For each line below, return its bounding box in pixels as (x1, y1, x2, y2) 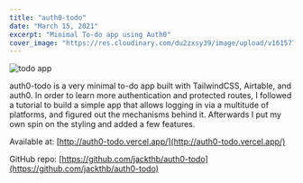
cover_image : (9, 38, 59, 48)
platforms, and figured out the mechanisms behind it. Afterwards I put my (9, 109, 282, 120)
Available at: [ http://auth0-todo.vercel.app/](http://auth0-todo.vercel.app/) (9, 136, 286, 147)
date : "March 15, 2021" (9, 22, 99, 31)
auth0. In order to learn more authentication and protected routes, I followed (9, 90, 292, 101)
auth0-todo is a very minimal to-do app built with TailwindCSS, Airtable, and (9, 80, 291, 91)
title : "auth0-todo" (9, 13, 87, 23)
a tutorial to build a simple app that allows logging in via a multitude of (9, 100, 269, 111)
